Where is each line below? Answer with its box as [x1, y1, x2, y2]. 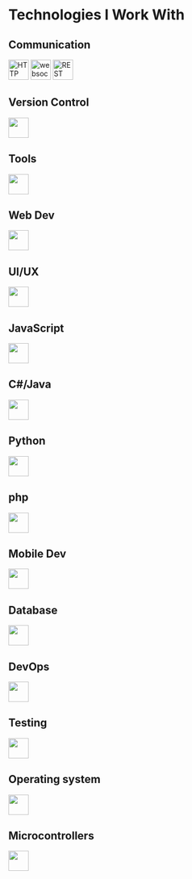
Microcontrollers [8, 829, 94, 843]
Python [8, 434, 46, 448]
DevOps [8, 659, 50, 673]
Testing [8, 716, 48, 730]
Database [8, 603, 58, 617]
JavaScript [8, 321, 65, 335]
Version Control [8, 95, 90, 110]
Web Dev [8, 208, 55, 223]
